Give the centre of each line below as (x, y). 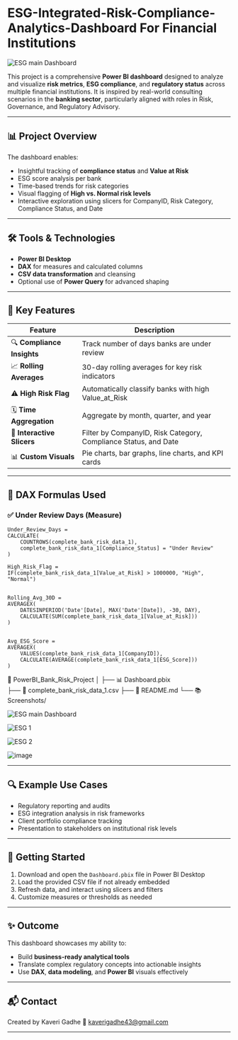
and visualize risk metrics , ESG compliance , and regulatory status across (116, 84)
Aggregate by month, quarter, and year (147, 415)
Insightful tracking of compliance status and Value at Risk (103, 171)
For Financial (178, 28)
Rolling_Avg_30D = (34, 598)
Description (154, 330)
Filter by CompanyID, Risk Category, (142, 433)
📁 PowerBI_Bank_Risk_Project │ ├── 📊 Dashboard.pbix (89, 680)
